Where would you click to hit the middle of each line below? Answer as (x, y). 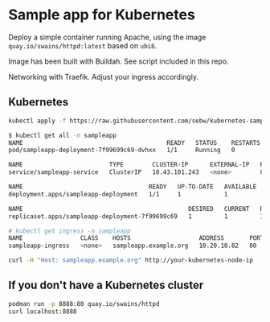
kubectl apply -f (37, 121)
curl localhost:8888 (43, 312)
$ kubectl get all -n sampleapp (62, 135)
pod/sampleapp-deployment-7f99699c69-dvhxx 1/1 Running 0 (122, 151)
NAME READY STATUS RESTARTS (135, 142)
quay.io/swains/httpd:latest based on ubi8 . (83, 45)
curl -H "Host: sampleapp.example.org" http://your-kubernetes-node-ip (131, 260)
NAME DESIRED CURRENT (129, 208)
